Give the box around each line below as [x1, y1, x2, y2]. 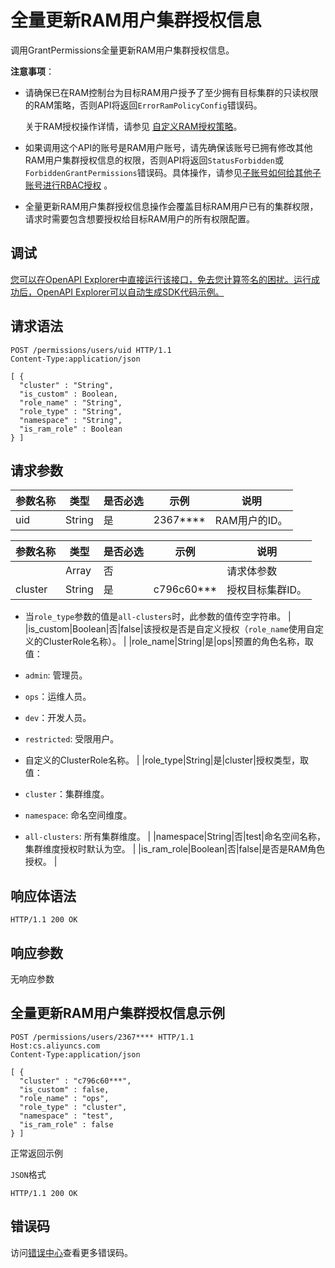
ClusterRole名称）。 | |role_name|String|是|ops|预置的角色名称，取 [42, 636, 314, 648]
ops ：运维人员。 [24, 691, 92, 703]
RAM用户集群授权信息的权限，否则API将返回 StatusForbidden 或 [24, 154, 284, 166]
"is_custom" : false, [19, 1084, 110, 1095]
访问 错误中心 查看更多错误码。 [10, 1246, 133, 1258]
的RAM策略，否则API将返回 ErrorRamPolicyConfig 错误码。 [24, 99, 263, 111]
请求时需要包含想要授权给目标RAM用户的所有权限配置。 [24, 212, 256, 225]
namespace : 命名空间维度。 [24, 809, 133, 821]
